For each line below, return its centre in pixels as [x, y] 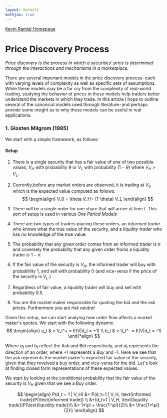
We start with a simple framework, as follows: [52, 139]
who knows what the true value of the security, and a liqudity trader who [87, 229]
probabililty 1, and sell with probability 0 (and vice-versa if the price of [84, 271]
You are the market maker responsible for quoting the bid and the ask [84, 302]
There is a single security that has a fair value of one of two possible [83, 162]
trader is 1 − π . [27, 255]
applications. [18, 115]
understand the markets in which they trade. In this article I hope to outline [82, 99]
